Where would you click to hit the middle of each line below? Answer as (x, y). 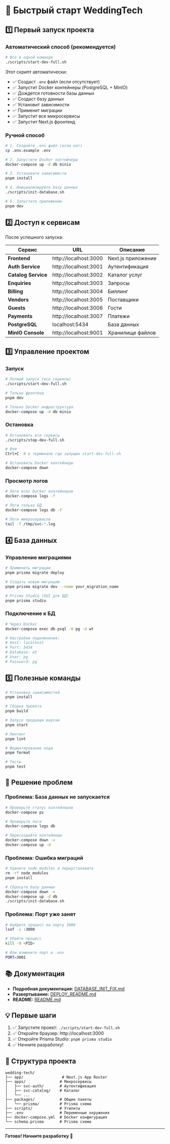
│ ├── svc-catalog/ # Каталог (43, 1091)
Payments (20, 316)
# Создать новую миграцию (32, 582)
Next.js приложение (132, 258)
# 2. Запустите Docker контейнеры (42, 160)
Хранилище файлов (132, 333)
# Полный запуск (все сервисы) (38, 379)
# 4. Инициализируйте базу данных (42, 188)
